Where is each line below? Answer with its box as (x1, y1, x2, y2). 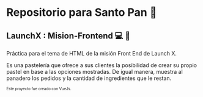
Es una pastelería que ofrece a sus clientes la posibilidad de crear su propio (6, 62, 197, 69)
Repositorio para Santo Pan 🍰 (6, 5, 157, 20)
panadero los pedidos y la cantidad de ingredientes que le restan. (6, 74, 172, 82)
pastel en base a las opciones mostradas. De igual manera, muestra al (6, 68, 183, 75)
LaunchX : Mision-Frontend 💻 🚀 (6, 31, 131, 41)
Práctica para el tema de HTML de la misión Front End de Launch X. (6, 50, 177, 57)
